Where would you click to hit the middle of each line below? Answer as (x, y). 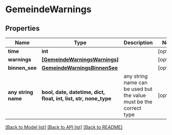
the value (135, 95)
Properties (23, 28)
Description (138, 43)
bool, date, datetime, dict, (73, 92)
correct (133, 108)
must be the (138, 102)
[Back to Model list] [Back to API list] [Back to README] (64, 127)
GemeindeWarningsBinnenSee (80, 68)
